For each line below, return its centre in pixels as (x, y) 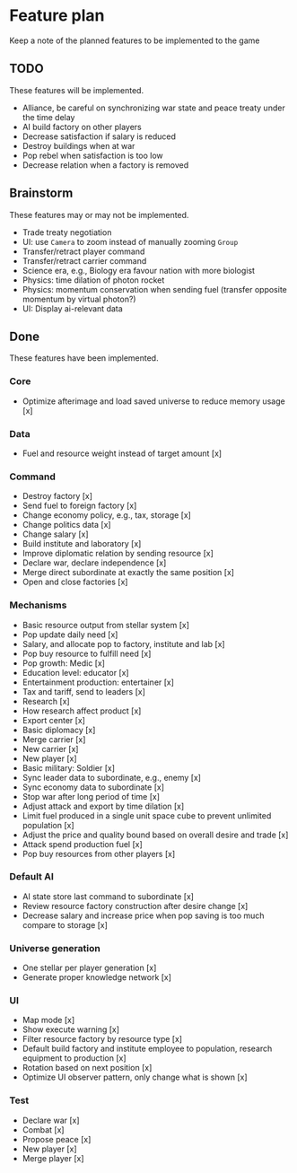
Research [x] (46, 701)
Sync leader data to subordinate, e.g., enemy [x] (112, 777)
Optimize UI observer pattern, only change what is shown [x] (135, 1077)
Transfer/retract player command (83, 251)
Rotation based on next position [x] (87, 1068)
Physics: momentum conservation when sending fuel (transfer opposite (154, 289)
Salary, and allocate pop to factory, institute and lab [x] (124, 643)
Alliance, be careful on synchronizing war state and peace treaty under (153, 108)
